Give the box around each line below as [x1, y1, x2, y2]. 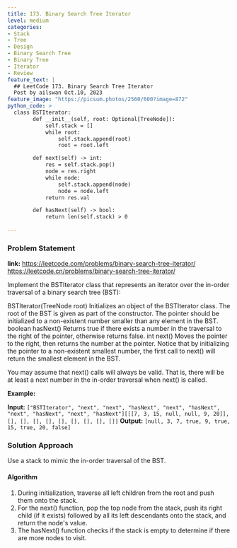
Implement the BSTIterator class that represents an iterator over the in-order [7, 281, 230, 289]
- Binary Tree [7, 57, 50, 64]
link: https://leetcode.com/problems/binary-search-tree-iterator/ [7, 260, 196, 268]
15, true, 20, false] [7, 424, 71, 431]
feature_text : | [7, 76, 55, 83]
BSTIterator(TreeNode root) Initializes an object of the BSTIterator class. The [7, 302, 231, 310]
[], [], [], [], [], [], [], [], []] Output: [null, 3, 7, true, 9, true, [7, 416, 231, 425]
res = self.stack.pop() [45, 161, 115, 168]
